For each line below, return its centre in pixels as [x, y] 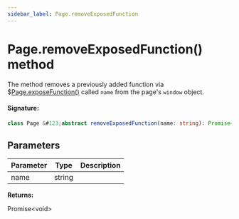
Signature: [23, 108]
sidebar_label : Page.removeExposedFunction [73, 14]
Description [100, 165]
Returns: [21, 195]
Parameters [34, 146]
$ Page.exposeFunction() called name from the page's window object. [106, 92]
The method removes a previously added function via [86, 84]
